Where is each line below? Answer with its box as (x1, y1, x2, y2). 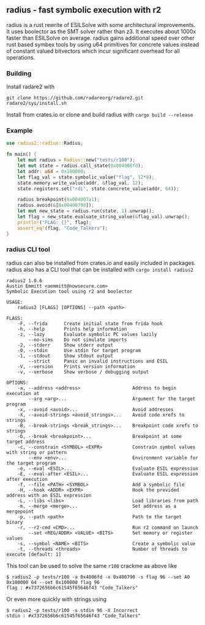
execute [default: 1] (6, 551, 62, 558)
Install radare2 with (6, 83, 55, 91)
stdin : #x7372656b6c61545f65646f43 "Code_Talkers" (6, 613, 141, 619)
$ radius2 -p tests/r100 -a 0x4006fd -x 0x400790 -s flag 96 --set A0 (6, 573, 190, 580)
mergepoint (6, 508, 34, 515)
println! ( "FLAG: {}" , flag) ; (17, 219, 92, 226)
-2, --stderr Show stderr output (17, 342, 114, 348)
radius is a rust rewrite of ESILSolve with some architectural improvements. (6, 21, 196, 28)
